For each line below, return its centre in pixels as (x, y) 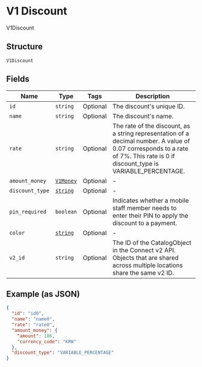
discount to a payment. (145, 223)
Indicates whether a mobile (151, 200)
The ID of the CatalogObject (152, 242)
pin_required (28, 212)
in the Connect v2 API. (144, 250)
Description (153, 96)
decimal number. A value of (151, 141)
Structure (25, 47)
